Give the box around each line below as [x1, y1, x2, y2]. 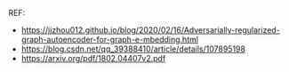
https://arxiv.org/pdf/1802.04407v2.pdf [20, 53, 166, 63]
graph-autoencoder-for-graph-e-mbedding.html [20, 35, 199, 44]
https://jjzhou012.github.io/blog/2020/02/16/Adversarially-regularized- [20, 25, 281, 35]
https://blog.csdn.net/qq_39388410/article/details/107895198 [20, 44, 246, 54]
